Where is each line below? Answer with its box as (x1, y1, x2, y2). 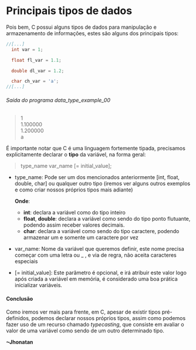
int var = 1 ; (11, 46, 43, 52)
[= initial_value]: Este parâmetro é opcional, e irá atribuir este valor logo (14, 269, 187, 277)
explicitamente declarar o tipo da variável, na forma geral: (6, 151, 146, 158)
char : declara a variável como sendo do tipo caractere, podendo (23, 228, 180, 235)
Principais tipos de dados (6, 4, 133, 18)
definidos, (6, 314, 31, 321)
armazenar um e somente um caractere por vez (23, 234, 139, 241)
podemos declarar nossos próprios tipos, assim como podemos (31, 314, 186, 321)
